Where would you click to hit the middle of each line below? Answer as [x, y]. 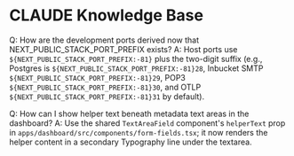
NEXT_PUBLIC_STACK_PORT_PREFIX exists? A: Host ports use [123, 49]
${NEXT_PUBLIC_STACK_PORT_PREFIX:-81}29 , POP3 [98, 77]
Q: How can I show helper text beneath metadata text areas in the [129, 113]
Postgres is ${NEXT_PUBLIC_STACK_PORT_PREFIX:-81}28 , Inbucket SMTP [136, 68]
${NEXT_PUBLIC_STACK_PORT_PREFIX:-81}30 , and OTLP [105, 87]
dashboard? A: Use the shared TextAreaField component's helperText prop [147, 123]
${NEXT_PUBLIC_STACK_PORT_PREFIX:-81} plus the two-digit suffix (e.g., [136, 58]
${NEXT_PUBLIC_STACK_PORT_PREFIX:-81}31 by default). [107, 96]
